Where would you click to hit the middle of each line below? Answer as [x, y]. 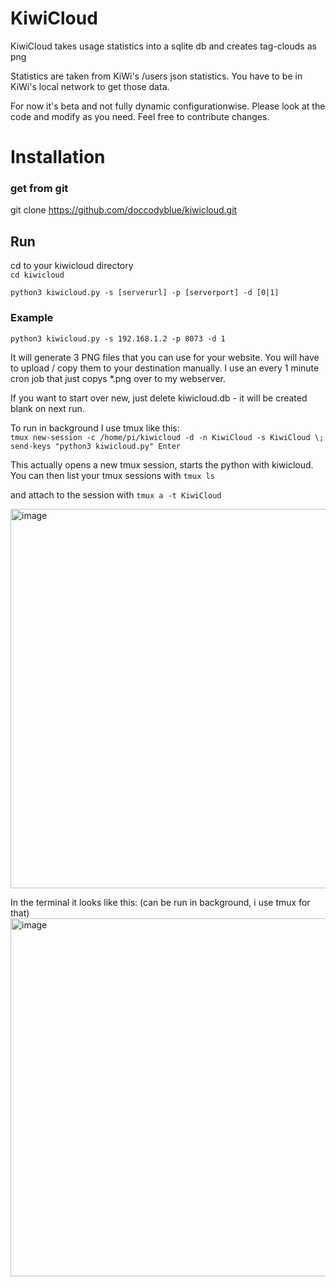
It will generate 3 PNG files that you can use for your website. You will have [165, 357]
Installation [58, 157]
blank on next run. [47, 408]
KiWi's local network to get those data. [90, 86]
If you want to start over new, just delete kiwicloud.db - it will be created [159, 398]
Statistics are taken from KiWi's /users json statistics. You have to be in [156, 76]
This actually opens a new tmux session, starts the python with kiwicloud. [162, 464]
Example [32, 318]
